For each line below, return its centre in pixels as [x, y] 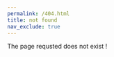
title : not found [32, 20]
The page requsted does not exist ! [57, 47]
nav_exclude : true [34, 26]
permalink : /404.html [39, 14]
